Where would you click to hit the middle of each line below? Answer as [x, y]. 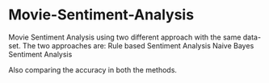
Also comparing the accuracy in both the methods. [93, 69]
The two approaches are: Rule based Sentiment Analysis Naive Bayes [139, 45]
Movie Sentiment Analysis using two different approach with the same [125, 37]
